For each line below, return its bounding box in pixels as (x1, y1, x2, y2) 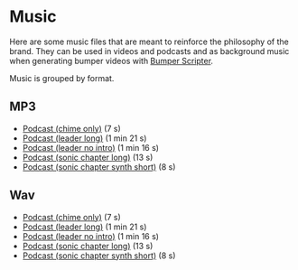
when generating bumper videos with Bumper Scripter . (9, 55, 214, 66)
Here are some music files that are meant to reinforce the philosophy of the (9, 36, 289, 47)
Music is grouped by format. (9, 72, 115, 83)
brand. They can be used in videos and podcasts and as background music (9, 45, 290, 56)
